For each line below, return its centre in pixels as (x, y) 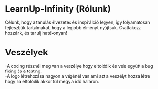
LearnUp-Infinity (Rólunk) (58, 9)
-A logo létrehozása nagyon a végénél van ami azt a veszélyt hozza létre (78, 76)
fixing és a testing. (24, 71)
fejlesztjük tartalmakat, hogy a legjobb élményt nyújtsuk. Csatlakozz (73, 27)
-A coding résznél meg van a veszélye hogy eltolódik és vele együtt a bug (79, 66)
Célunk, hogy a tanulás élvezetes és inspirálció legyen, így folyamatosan (78, 22)
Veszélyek (26, 53)
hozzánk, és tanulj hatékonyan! (36, 33)
